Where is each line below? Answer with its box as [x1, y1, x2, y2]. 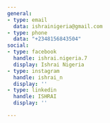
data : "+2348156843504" [13, 36, 81, 43]
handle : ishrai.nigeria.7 [13, 55, 88, 62]
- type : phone [7, 29, 48, 36]
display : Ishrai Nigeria [13, 61, 85, 68]
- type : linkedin [7, 87, 57, 93]
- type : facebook [7, 49, 57, 56]
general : [7, 10, 32, 17]
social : [7, 42, 30, 49]
